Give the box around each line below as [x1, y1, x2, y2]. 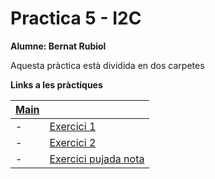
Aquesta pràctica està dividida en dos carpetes [10, 59, 205, 71]
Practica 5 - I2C [10, 7, 142, 30]
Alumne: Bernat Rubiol [10, 40, 107, 52]
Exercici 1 [49, 119, 97, 133]
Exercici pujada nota [49, 152, 145, 166]
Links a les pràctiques [10, 78, 103, 91]
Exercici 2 [49, 135, 97, 149]
